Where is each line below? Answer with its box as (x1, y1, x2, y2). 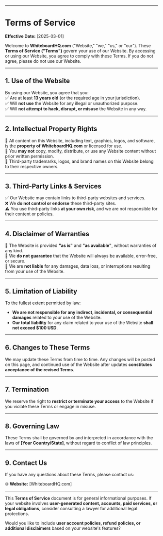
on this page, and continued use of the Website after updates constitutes (5, 362, 152, 367)
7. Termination (5, 385, 49, 394)
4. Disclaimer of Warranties (5, 229, 90, 238)
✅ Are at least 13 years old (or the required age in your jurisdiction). (5, 95, 141, 101)
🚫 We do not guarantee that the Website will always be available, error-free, (5, 253, 157, 259)
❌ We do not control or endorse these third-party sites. (5, 200, 116, 207)
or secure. (5, 258, 26, 264)
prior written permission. (5, 153, 54, 159)
